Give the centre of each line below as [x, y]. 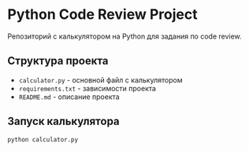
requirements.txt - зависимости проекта [87, 88]
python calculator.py [43, 139]
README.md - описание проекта [69, 97]
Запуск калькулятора [63, 122]
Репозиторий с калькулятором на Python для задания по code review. [124, 36]
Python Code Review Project [102, 15]
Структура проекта [58, 61]
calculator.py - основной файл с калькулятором [100, 79]
